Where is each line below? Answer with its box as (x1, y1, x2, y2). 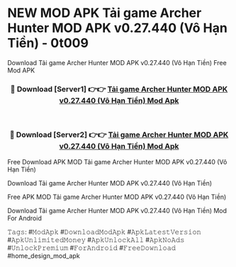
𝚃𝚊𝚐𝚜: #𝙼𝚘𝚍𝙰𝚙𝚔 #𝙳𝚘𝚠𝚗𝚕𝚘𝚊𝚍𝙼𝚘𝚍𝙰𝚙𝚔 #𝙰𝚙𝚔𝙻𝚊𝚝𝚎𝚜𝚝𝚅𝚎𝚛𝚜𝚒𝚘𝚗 (7, 227, 202, 236)
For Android (7, 214, 43, 222)
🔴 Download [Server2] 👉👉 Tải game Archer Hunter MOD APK (9, 130, 229, 140)
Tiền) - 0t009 (7, 35, 89, 51)
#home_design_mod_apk (7, 251, 80, 260)
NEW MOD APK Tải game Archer (7, 5, 202, 21)
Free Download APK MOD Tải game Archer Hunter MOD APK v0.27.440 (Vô (7, 157, 227, 166)
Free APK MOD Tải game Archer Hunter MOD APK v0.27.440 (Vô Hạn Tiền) (7, 193, 227, 201)
